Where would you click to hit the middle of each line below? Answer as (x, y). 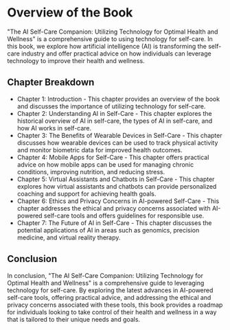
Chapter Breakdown (51, 83)
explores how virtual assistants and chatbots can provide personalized (117, 186)
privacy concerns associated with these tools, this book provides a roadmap (115, 305)
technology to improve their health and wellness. (76, 60)
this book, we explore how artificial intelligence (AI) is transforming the (107, 46)
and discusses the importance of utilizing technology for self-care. (111, 106)
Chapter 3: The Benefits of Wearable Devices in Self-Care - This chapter (119, 135)
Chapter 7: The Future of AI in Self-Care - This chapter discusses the (114, 223)
